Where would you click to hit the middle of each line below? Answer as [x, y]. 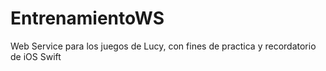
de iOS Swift [36, 56]
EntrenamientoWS [87, 18]
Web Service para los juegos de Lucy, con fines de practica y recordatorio [163, 46]
